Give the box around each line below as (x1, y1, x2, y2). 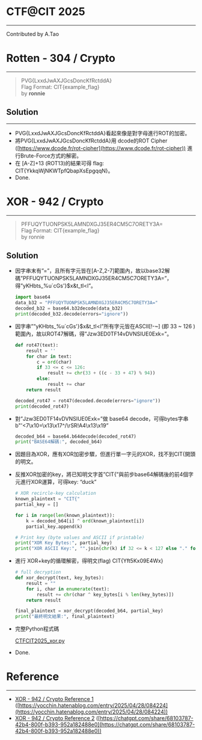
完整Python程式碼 (14, 625, 60, 632)
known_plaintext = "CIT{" (14, 496, 80, 502)
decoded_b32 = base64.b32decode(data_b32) (14, 305, 123, 311)
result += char (47, 381, 85, 388)
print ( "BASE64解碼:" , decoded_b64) (14, 439, 103, 445)
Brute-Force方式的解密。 (20, 152, 82, 159)
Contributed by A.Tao (6, 30, 59, 37)
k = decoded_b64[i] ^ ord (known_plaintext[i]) (26, 518, 145, 524)
